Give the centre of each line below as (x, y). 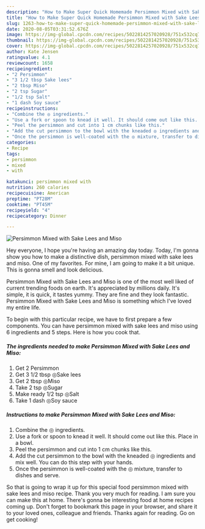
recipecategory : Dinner (37, 216)
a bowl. (24, 443)
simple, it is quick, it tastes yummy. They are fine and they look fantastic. (98, 295)
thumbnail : (20, 40)
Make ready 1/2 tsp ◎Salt (47, 394)
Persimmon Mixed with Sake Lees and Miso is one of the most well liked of (100, 282)
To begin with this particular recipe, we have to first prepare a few (89, 319)
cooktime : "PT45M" (30, 204)
